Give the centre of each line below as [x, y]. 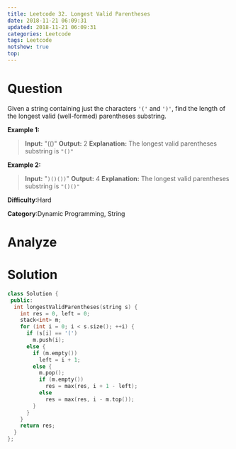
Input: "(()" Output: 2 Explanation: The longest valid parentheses [121, 144]
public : [22, 300]
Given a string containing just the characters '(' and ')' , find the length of [116, 108]
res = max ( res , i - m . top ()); [90, 399]
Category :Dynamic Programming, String [66, 213]
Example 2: [24, 165]
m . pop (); [52, 373]
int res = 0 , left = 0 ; [55, 313]
